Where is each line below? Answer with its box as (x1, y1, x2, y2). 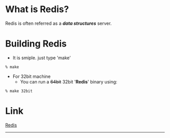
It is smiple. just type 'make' (12, 55, 71, 61)
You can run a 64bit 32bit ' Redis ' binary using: (20, 78, 117, 84)
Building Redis (5, 38, 67, 50)
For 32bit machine (12, 73, 51, 79)
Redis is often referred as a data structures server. (5, 20, 112, 26)
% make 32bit (5, 88, 33, 94)
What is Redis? (5, 4, 69, 15)
